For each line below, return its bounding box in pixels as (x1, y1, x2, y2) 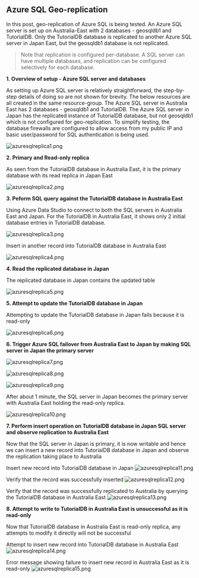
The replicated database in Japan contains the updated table (6, 277, 156, 284)
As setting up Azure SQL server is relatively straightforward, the (6, 86, 162, 94)
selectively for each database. (20, 64, 95, 71)
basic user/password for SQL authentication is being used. (6, 131, 150, 138)
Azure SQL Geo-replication (6, 5, 108, 15)
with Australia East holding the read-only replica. (6, 399, 125, 406)
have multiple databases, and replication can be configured (20, 57, 166, 64)
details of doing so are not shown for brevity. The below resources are (18, 93, 191, 100)
